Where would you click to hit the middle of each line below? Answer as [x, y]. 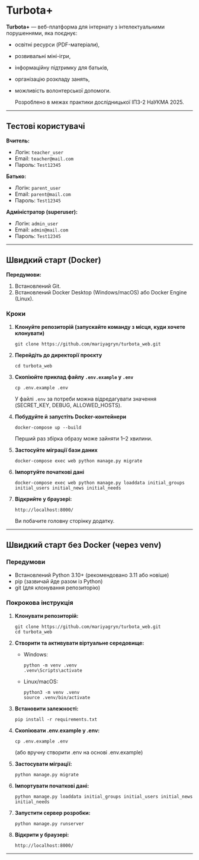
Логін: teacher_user [39, 152]
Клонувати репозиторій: [46, 615]
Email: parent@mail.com [43, 194]
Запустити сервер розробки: [52, 813]
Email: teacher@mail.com [44, 158]
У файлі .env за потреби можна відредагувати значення [86, 399]
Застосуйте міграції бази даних [56, 450]
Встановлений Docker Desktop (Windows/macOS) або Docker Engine [101, 292]
